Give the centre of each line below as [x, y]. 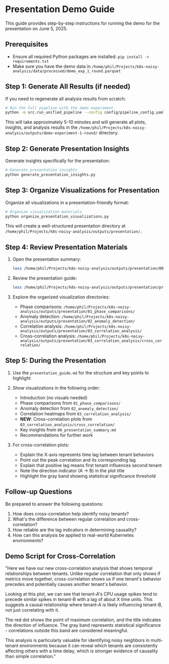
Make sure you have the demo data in [52, 66]
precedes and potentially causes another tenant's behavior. [67, 584]
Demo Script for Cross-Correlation [60, 557]
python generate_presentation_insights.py [50, 175]
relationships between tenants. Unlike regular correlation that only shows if [83, 574]
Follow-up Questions [39, 492]
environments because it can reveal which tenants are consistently [89, 646]
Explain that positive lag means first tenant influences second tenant [91, 465]
